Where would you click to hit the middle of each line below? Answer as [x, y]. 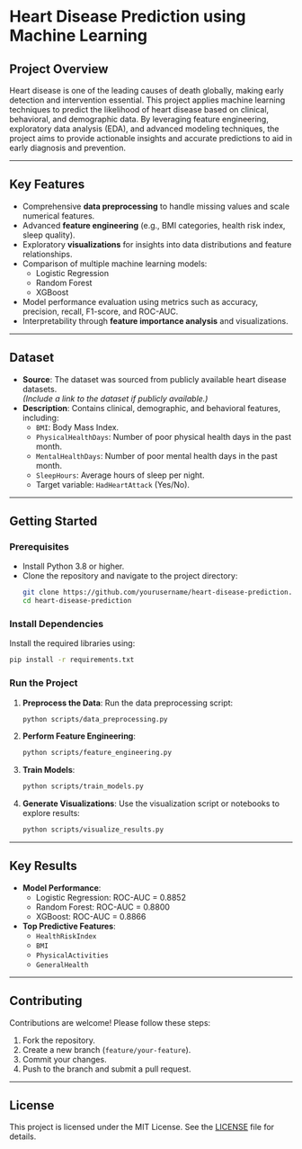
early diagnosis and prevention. [67, 148]
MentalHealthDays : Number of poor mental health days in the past [157, 455]
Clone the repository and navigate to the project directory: [130, 576]
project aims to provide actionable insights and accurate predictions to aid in [151, 138]
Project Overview [59, 69]
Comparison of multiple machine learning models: [115, 264]
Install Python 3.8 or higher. [73, 566]
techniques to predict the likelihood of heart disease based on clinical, [139, 109]
